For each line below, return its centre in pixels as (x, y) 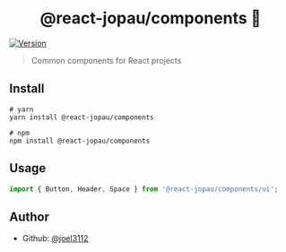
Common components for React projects (106, 60)
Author (29, 217)
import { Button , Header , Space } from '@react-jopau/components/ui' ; (144, 189)
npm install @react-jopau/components (80, 141)
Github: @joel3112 (55, 239)
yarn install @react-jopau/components (82, 117)
